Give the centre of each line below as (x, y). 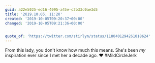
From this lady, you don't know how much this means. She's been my (75, 50)
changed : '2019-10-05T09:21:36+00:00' (45, 23)
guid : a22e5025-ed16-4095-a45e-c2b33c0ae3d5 (51, 10)
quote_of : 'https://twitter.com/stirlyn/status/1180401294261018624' (78, 36)
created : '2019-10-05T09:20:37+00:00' (45, 19)
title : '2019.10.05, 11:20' (34, 14)
